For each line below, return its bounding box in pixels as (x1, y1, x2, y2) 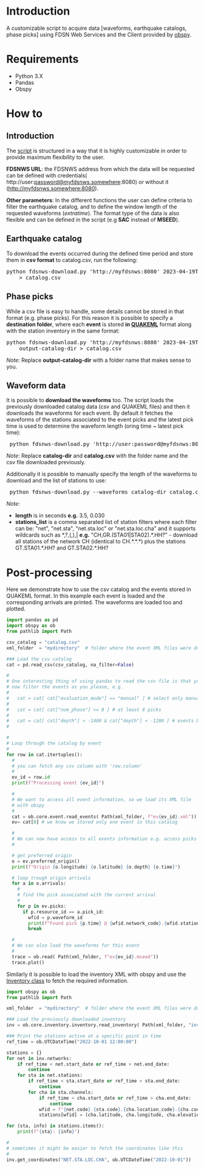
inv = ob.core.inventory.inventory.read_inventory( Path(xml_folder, (6, 1022, 186, 1028)
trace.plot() (12, 959, 45, 966)
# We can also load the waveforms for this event (12, 942, 140, 948)
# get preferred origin (12, 852, 72, 858)
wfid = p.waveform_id (28, 914, 83, 920)
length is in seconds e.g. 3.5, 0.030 (15, 512, 105, 519)
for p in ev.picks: (17, 903, 67, 909)
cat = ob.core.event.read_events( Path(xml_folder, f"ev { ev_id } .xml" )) (12, 813, 197, 820)
